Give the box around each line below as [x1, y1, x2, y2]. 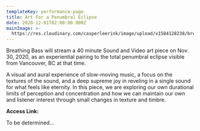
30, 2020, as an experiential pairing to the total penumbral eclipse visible [6, 53, 185, 60]
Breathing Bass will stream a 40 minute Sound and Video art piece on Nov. [6, 47, 189, 54]
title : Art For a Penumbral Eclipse [6, 14, 97, 20]
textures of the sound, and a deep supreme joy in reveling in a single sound [6, 78, 191, 85]
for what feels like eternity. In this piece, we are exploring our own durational [6, 84, 194, 91]
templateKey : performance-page [6, 8, 84, 15]
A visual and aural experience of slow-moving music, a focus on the [6, 71, 173, 78]
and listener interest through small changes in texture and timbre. [6, 96, 167, 104]
